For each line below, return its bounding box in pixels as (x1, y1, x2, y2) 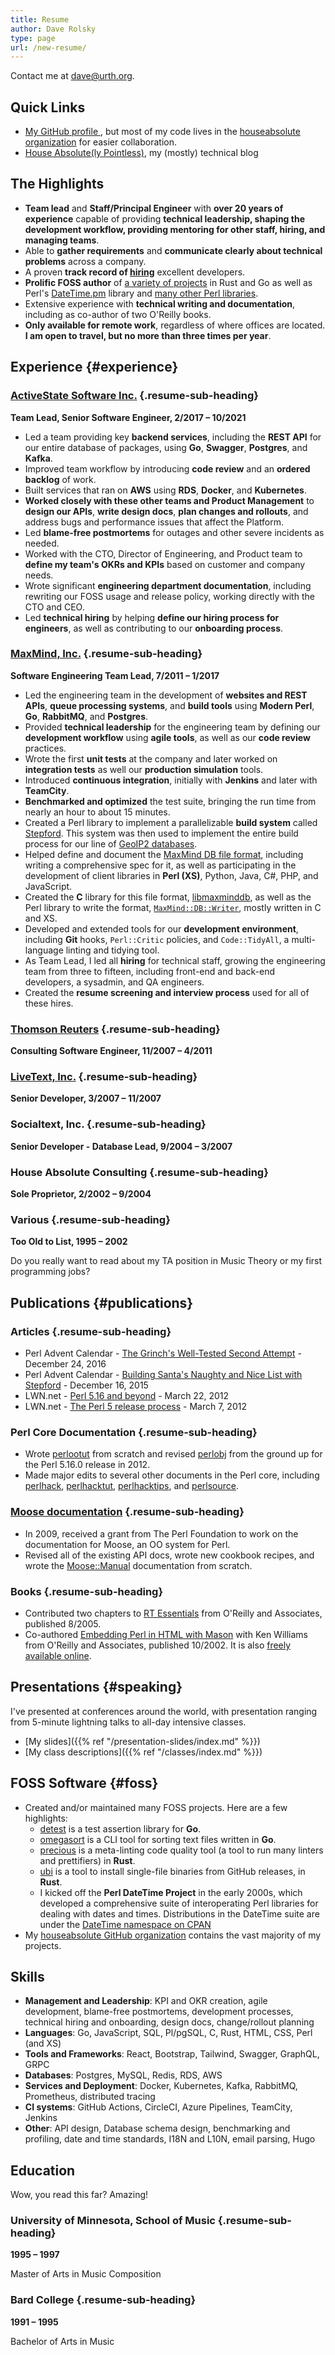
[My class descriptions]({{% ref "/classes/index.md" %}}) (24, 1746, 263, 1758)
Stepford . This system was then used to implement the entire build (24, 827, 299, 839)
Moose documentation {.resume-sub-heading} (10, 1505, 245, 1519)
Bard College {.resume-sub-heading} (10, 2293, 197, 2307)
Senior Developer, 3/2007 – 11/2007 (10, 1092, 162, 1105)
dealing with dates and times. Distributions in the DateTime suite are (39, 1907, 320, 1920)
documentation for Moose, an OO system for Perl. (24, 1538, 231, 1550)
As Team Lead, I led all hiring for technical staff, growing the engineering (24, 954, 326, 966)
